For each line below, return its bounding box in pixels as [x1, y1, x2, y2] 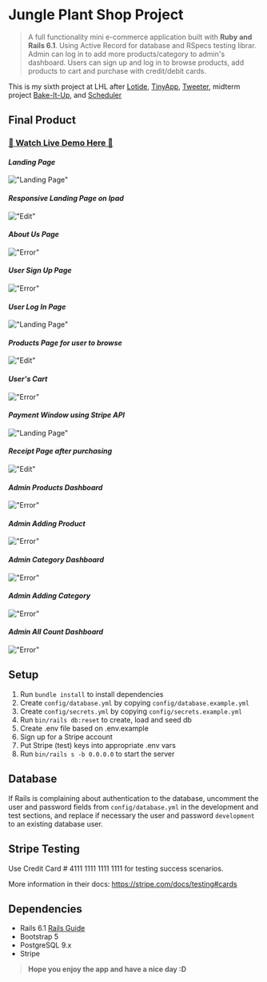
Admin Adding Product [8, 518, 86, 528]
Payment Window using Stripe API [8, 410, 126, 420]
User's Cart [8, 374, 48, 384]
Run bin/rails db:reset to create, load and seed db [19, 714, 192, 724]
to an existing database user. [8, 819, 104, 828]
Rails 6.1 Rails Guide [19, 924, 86, 933]
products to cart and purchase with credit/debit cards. [27, 66, 207, 75]
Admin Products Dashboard [8, 482, 103, 492]
